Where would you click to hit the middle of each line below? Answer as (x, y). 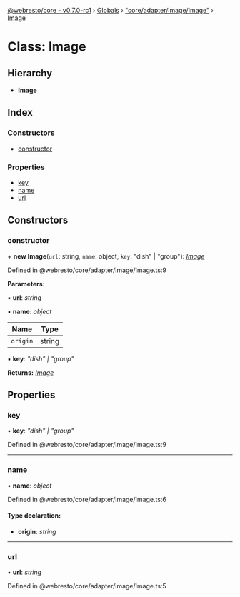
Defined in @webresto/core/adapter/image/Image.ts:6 (87, 499)
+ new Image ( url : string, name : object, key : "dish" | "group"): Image (106, 256)
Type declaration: (34, 516)
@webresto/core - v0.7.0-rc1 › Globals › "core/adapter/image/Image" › (111, 10)
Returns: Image (31, 372)
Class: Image (47, 47)
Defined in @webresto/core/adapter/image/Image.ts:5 (87, 586)
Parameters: (26, 284)
